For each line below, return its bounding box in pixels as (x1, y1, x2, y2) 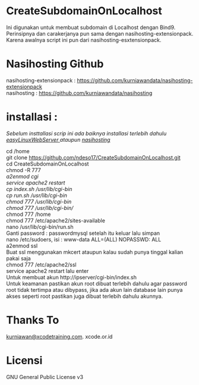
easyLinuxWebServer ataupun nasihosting (6, 136, 111, 143)
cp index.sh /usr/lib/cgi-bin (6, 185, 72, 192)
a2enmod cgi (6, 173, 39, 180)
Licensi (6, 354, 43, 367)
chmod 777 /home (6, 211, 51, 218)
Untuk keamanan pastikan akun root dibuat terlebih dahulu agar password (6, 280, 187, 287)
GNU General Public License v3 (6, 373, 84, 380)
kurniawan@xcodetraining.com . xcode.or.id (6, 333, 113, 340)
